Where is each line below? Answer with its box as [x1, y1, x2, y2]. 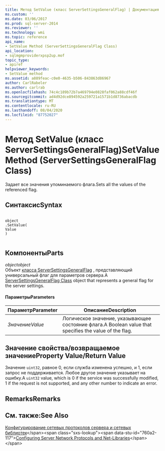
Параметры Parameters [5, 294, 55, 300]
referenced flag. [5, 187, 38, 193]
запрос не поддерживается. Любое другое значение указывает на [5, 370, 146, 376]
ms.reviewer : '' [5, 26, 38, 31]
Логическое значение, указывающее [62, 315, 151, 322]
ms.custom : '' [5, 12, 34, 17]
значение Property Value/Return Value [5, 352, 126, 360]
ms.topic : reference [5, 35, 48, 40]
